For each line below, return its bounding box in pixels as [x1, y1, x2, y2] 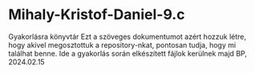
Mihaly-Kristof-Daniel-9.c [8, 6, 185, 24]
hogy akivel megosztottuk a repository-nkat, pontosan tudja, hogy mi [8, 40, 237, 49]
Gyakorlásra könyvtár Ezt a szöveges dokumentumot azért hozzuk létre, [8, 32, 247, 41]
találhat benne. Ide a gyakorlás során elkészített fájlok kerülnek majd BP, [8, 48, 247, 58]
